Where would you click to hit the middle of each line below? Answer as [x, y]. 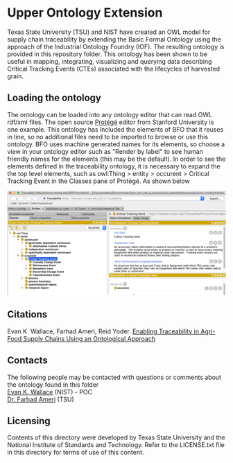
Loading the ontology [54, 98]
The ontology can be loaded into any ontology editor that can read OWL [110, 114]
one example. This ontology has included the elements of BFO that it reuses [115, 129]
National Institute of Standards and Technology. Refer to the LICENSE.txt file [116, 445]
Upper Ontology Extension [85, 13]
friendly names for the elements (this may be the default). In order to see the [116, 159]
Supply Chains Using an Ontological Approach [89, 338]
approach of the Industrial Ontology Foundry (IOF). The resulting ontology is [116, 46]
